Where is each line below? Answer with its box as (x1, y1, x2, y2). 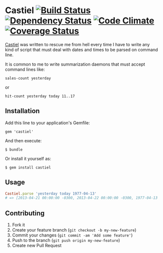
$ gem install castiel (5, 165, 51, 170)
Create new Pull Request (12, 243, 62, 249)
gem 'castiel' (5, 129, 34, 134)
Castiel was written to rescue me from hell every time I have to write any (5, 41, 150, 47)
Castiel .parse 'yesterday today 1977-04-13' (5, 191, 97, 196)
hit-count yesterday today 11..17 (5, 94, 75, 99)
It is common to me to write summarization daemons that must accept (5, 61, 145, 67)
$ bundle (5, 147, 23, 152)
